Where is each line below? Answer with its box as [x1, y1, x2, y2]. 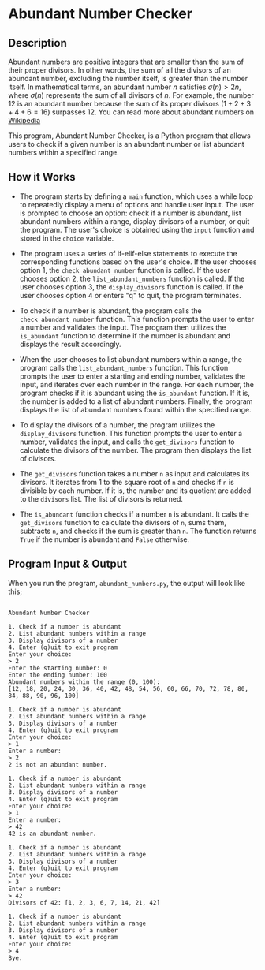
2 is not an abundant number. [8, 760, 108, 769]
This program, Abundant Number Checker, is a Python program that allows [8, 131, 251, 140]
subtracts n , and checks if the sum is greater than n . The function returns [19, 526, 257, 535]
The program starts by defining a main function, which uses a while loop [19, 191, 254, 201]
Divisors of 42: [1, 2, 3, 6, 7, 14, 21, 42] [8, 898, 160, 907]
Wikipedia [8, 116, 41, 125]
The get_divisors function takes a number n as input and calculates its [19, 468, 250, 478]
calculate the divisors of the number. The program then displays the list [19, 445, 252, 454]
